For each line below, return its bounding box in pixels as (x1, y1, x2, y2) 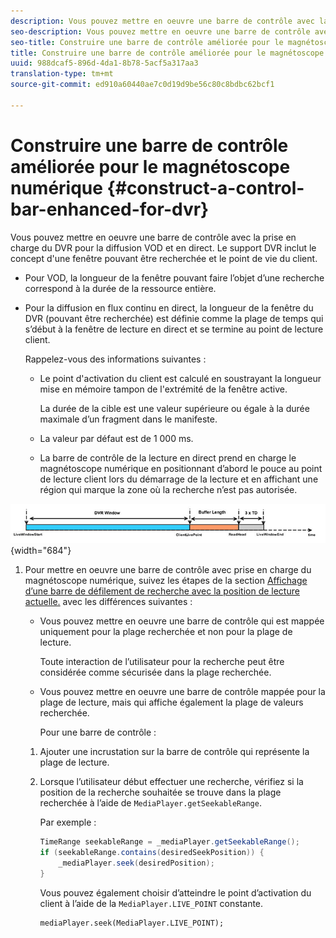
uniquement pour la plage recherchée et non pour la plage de (39, 626, 293, 638)
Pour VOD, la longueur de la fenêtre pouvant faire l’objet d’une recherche (24, 271, 325, 284)
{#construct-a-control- (106, 176, 305, 199)
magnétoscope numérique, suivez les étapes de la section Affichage (24, 575, 308, 587)
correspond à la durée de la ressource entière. (24, 282, 217, 294)
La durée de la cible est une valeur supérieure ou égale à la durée (39, 402, 310, 414)
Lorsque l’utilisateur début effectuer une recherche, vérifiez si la (39, 776, 304, 788)
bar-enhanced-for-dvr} (10, 198, 210, 220)
